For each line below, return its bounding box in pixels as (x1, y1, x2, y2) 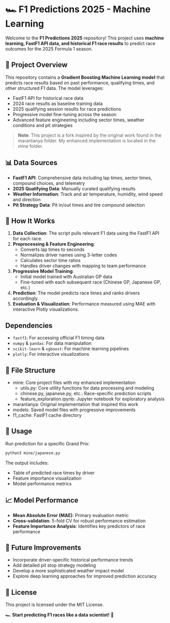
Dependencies (5, 321, 53, 330)
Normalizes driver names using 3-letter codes (20, 252, 117, 258)
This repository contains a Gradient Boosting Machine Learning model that (5, 74, 165, 80)
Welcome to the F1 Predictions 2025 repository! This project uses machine (5, 35, 164, 41)
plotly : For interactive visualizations (12, 351, 89, 357)
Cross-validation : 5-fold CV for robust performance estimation (12, 518, 146, 524)
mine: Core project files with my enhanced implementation (12, 379, 136, 385)
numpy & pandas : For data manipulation (12, 340, 92, 347)
